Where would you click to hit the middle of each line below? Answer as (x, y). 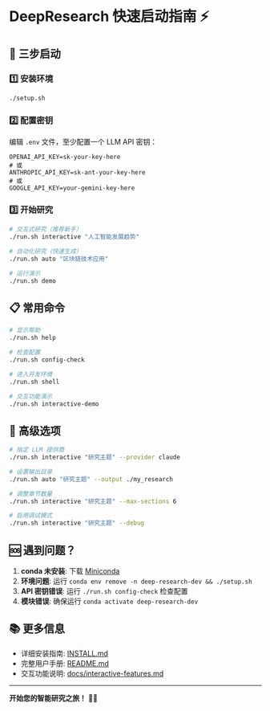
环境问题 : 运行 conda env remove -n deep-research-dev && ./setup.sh (136, 581)
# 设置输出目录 (31, 472)
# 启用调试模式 (31, 516)
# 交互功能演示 (31, 396)
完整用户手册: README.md (64, 663)
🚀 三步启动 (35, 53)
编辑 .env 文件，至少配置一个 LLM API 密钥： (83, 142)
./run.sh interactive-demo (54, 404)
